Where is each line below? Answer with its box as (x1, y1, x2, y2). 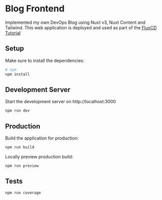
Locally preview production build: (5, 153, 74, 159)
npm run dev (5, 108, 30, 113)
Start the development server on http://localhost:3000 (5, 99, 116, 105)
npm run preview (5, 163, 39, 168)
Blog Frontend (5, 3, 65, 14)
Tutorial (5, 30, 21, 36)
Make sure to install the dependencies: (5, 58, 84, 64)
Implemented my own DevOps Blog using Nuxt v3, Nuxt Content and (5, 19, 146, 25)
